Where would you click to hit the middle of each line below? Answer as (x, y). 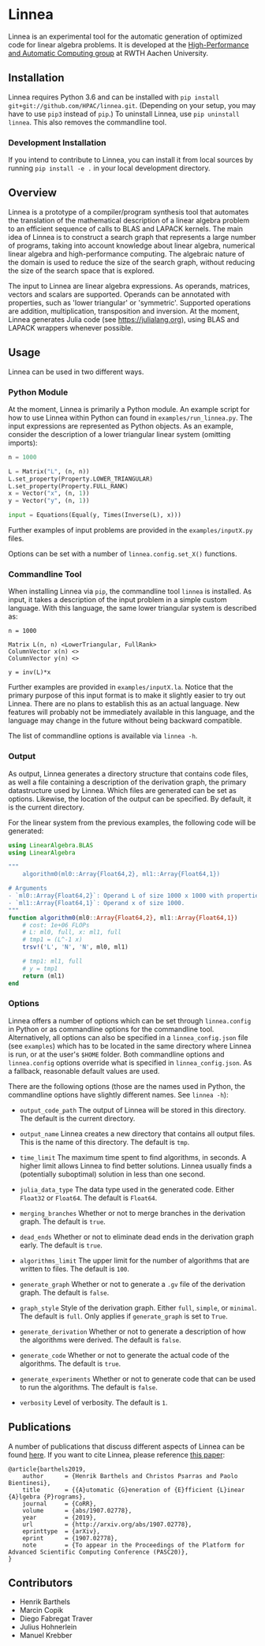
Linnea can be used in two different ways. (76, 372)
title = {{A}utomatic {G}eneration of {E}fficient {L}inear (134, 1490)
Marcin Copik (41, 1610)
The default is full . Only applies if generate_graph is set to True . (123, 1316)
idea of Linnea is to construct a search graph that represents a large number (132, 237)
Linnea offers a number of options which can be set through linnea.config (130, 1020)
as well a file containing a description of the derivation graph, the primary (127, 782)
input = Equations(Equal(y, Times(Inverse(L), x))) (95, 515)
